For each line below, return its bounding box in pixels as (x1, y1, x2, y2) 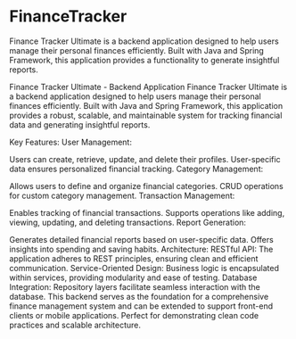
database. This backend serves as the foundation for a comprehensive (9, 291, 269, 302)
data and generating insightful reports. (9, 119, 151, 130)
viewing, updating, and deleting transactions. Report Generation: (9, 217, 247, 227)
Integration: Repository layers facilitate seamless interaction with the (9, 281, 260, 292)
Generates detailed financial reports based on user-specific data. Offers (9, 234, 274, 244)
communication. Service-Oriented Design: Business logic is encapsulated (9, 262, 279, 273)
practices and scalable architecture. (9, 319, 141, 330)
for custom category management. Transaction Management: (9, 190, 235, 201)
